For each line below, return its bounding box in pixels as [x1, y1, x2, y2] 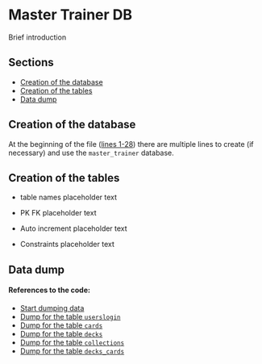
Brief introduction [8, 32, 67, 42]
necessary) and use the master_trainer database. [8, 148, 175, 157]
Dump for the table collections [19, 337, 125, 347]
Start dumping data [19, 303, 85, 312]
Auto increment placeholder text [19, 224, 127, 233]
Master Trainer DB [8, 6, 133, 24]
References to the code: [8, 285, 91, 295]
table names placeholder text [19, 192, 118, 203]
